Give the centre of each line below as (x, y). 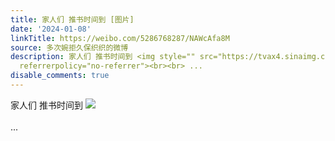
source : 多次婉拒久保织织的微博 (69, 47)
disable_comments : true (60, 76)
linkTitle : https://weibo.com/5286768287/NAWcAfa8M (120, 38)
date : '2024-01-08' (51, 29)
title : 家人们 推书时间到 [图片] (72, 19)
